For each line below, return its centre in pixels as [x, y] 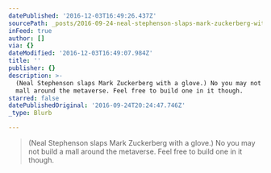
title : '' [25, 61]
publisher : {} [32, 68]
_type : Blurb [30, 113]
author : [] [27, 38]
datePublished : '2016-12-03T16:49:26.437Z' [83, 16]
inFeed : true [30, 31]
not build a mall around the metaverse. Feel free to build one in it [135, 151]
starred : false [34, 98]
